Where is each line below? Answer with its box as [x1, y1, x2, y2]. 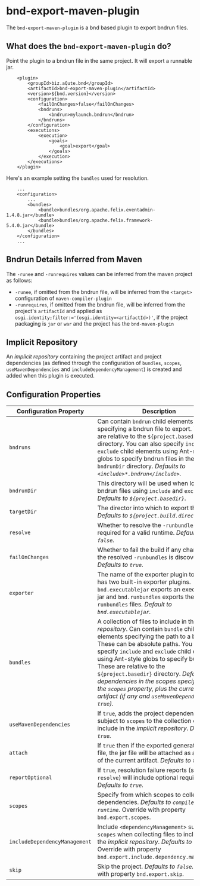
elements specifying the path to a [97, 632, 191, 640]
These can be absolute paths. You [97, 640, 192, 648]
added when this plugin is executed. [6, 372, 95, 379]
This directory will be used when [97, 479, 189, 488]
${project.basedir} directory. [97, 670, 181, 678]
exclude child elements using [97, 447, 179, 455]
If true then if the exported [97, 741, 172, 750]
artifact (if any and [97, 692, 151, 700]
